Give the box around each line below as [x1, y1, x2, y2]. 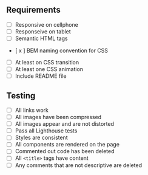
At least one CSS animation [15, 66, 84, 73]
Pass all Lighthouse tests [15, 127, 78, 134]
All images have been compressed [15, 114, 102, 121]
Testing [6, 91, 36, 101]
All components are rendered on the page [15, 141, 120, 148]
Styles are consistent [15, 134, 68, 142]
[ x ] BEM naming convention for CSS [15, 47, 108, 54]
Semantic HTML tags [15, 35, 68, 42]
